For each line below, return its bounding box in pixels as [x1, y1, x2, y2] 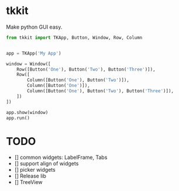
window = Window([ [6, 61, 51, 67]
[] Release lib [14, 172, 47, 179]
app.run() [6, 115, 30, 121]
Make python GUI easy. [6, 23, 63, 30]
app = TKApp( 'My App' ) [6, 50, 61, 56]
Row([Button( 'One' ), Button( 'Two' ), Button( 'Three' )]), [16, 66, 156, 72]
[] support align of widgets [14, 160, 79, 167]
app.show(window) [6, 109, 49, 115]
